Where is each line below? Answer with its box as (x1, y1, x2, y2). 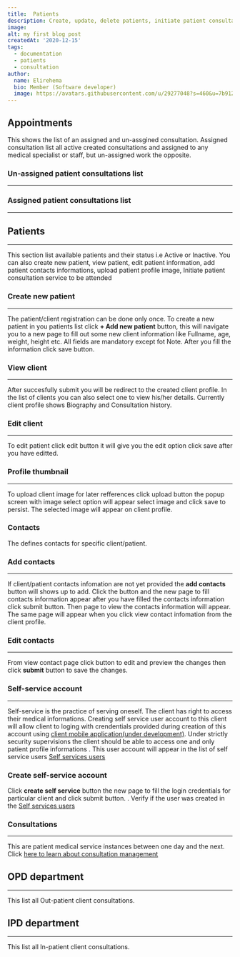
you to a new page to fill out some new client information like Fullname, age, (7, 329, 231, 338)
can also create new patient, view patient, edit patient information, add (7, 259, 216, 267)
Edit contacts (7, 636, 55, 646)
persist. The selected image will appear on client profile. (7, 505, 173, 513)
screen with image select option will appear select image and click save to (7, 497, 226, 506)
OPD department (7, 871, 84, 883)
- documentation (14, 51, 62, 58)
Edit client (7, 419, 43, 429)
